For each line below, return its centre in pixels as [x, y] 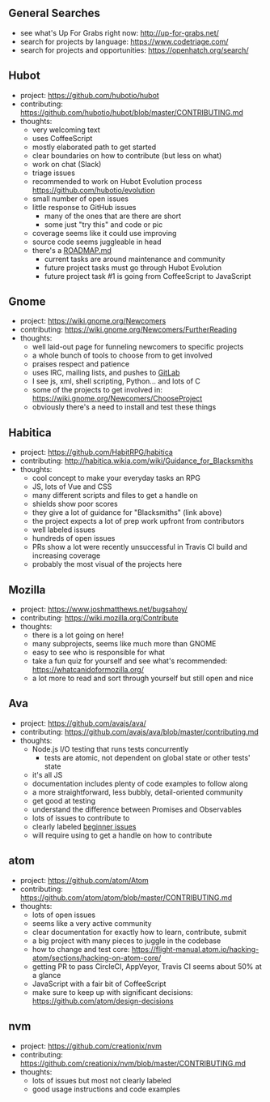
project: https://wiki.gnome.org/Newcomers [93, 321]
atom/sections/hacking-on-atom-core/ [97, 958]
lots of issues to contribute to [81, 817]
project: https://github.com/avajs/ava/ [83, 723]
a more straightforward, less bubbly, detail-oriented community [137, 792]
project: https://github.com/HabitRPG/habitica [97, 452]
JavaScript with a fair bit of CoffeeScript [99, 984]
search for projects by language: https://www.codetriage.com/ [124, 41]
